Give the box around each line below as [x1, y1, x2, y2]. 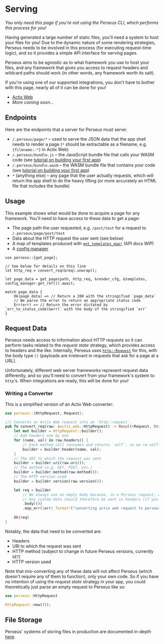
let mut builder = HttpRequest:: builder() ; [14, 429, 104, 434]
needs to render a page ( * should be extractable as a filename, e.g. [12, 141, 147, 147]
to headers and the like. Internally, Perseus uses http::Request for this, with [5, 347, 158, 353]
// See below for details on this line [5, 264, 86, 269]
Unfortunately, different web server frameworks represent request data [5, 368, 148, 373]
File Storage [5, 616, 42, 624]
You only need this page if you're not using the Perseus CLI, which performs [5, 20, 159, 25]
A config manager [12, 246, 49, 251]
